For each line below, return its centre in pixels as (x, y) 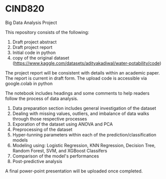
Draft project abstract (34, 42)
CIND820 (25, 9)
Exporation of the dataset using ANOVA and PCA (62, 124)
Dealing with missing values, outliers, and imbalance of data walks (81, 113)
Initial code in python (34, 52)
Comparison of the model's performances (55, 156)
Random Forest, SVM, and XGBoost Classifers (60, 150)
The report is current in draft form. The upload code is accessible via (76, 78)
